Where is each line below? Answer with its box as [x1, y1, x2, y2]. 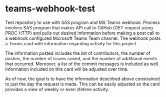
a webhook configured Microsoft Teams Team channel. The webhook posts [5, 35, 161, 41]
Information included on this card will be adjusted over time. [5, 66, 129, 72]
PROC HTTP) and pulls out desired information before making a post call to [5, 30, 160, 36]
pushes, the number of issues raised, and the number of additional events [5, 55, 157, 61]
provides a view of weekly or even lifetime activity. [5, 86, 109, 92]
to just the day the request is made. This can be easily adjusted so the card [5, 81, 160, 87]
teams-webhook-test [5, 3, 95, 14]
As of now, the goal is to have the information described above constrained [5, 76, 160, 82]
